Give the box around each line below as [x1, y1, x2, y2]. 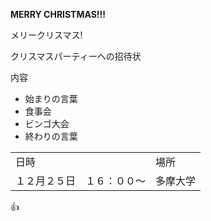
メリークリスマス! [10, 29, 83, 41]
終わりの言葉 [24, 130, 78, 142]
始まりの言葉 [24, 93, 78, 104]
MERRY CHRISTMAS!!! [10, 9, 107, 20]
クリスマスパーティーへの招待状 [10, 50, 142, 62]
